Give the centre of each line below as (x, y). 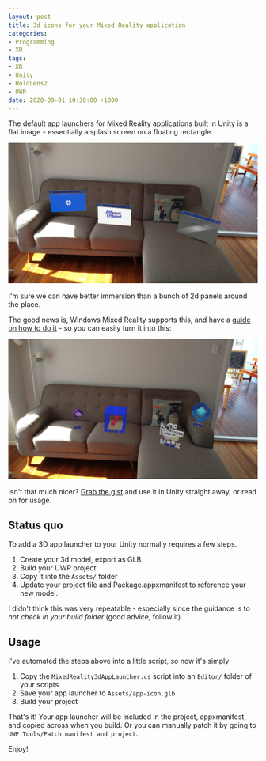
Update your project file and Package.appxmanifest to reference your (133, 585)
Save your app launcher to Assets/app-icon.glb (97, 693)
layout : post (30, 17)
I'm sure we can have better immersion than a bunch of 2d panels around (128, 296)
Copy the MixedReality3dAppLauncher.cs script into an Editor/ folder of (135, 676)
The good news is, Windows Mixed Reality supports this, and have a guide (129, 320)
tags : (17, 59)
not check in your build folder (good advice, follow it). (96, 617)
